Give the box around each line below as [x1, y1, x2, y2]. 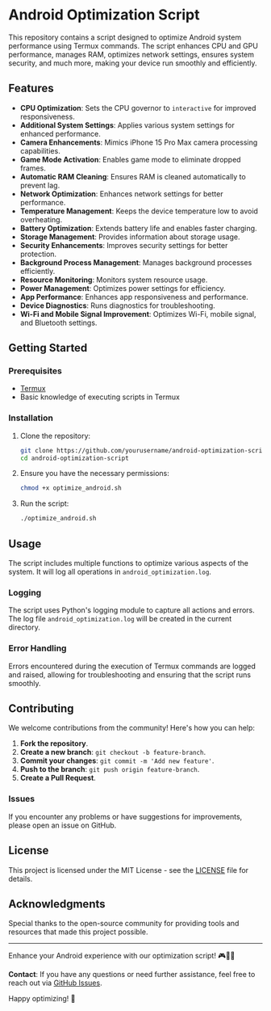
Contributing [8, 701, 74, 716]
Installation [8, 412, 54, 423]
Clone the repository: [19, 431, 91, 440]
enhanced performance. [19, 128, 101, 138]
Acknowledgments [8, 897, 106, 911]
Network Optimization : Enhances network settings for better [19, 188, 223, 199]
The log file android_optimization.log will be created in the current [8, 614, 232, 624]
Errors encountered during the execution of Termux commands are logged [8, 661, 256, 671]
